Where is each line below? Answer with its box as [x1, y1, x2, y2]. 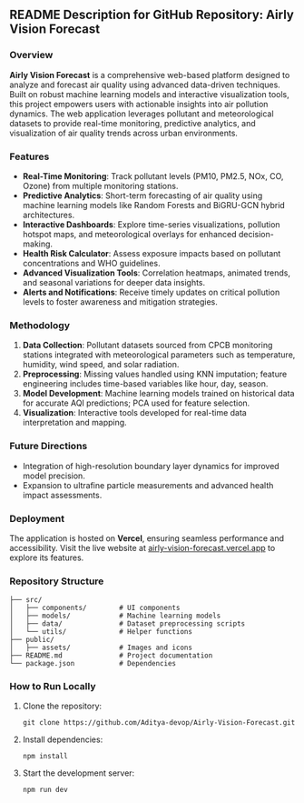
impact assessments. [22, 489, 103, 500]
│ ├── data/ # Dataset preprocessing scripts [9, 619, 246, 628]
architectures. [22, 209, 75, 220]
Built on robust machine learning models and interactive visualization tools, [9, 88, 289, 99]
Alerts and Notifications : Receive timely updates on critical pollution [22, 286, 280, 297]
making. [22, 238, 53, 249]
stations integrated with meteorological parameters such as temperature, [22, 349, 296, 360]
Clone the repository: [22, 700, 103, 712]
